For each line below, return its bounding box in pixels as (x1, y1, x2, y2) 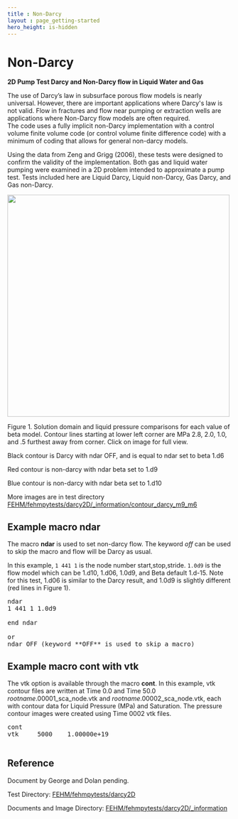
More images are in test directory (7, 493, 105, 501)
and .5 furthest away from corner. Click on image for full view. (7, 438, 188, 446)
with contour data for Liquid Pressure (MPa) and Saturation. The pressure (7, 701, 222, 710)
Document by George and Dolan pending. (7, 776, 129, 785)
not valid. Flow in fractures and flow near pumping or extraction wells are (7, 107, 222, 115)
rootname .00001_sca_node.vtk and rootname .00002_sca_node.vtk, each (7, 694, 222, 703)
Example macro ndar (7, 521, 101, 533)
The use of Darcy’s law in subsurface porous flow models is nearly (7, 92, 202, 100)
